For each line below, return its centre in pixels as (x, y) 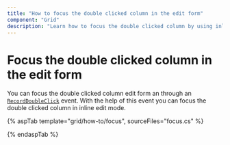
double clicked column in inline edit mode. (67, 108)
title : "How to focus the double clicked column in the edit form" (105, 13)
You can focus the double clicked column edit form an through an (99, 94)
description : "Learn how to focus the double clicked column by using (110, 26)
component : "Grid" (33, 20)
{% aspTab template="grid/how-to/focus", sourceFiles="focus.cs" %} (105, 121)
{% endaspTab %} (33, 135)
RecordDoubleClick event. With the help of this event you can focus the (107, 101)
